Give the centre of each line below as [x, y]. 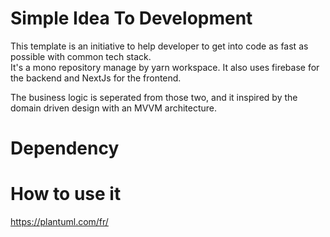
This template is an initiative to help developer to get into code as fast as [159, 46]
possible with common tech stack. [81, 56]
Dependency [65, 148]
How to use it [66, 194]
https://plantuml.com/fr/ [59, 222]
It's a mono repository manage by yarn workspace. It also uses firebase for [165, 67]
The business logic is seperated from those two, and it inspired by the [154, 97]
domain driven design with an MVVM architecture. [114, 108]
